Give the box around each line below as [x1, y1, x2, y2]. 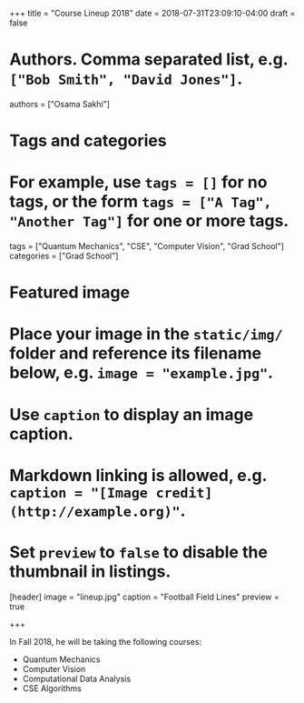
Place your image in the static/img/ [9, 324, 283, 345]
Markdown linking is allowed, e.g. [9, 465, 268, 486]
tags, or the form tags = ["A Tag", [9, 191, 272, 212]
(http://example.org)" [9, 503, 181, 520]
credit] [155, 484, 213, 501]
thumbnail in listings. [9, 561, 172, 581]
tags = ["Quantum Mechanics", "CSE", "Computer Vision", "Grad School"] [9, 241, 284, 252]
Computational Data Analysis [22, 673, 132, 684]
